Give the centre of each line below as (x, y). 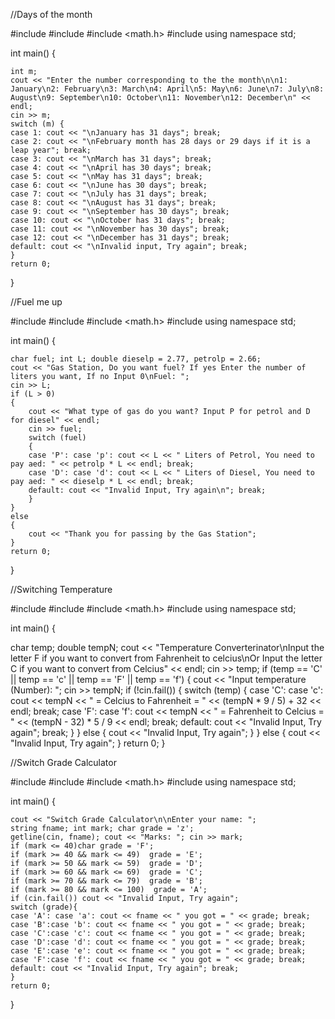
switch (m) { (37, 124)
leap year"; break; (51, 150)
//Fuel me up (36, 302)
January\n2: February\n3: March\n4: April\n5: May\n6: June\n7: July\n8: (167, 89)
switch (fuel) (57, 438)
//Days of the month (51, 14)
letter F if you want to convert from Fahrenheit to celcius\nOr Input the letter (166, 658)
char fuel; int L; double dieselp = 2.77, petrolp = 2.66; (136, 359)
